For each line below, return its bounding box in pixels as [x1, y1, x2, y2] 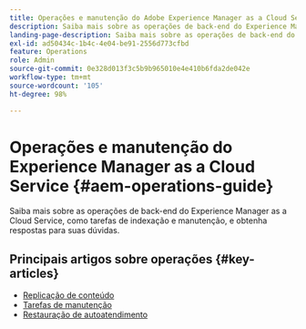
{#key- [215, 252, 255, 267]
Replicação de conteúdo [22, 290, 115, 301]
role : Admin [9, 56, 55, 65]
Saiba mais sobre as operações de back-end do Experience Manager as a [9, 206, 287, 217]
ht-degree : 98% [9, 89, 67, 98]
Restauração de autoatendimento [22, 309, 148, 320]
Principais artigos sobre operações [9, 252, 213, 267]
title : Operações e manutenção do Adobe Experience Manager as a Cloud [9, 13, 287, 23]
